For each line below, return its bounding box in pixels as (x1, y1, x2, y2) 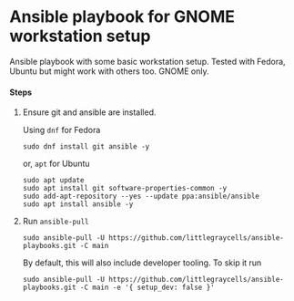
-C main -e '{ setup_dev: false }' (80, 283, 216, 293)
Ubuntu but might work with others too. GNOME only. (9, 66, 209, 77)
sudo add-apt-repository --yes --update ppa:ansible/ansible (22, 192, 260, 202)
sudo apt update (22, 176, 85, 185)
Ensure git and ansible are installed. (22, 107, 157, 118)
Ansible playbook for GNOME (9, 6, 235, 27)
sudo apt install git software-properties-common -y (22, 184, 228, 193)
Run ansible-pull (22, 216, 89, 227)
